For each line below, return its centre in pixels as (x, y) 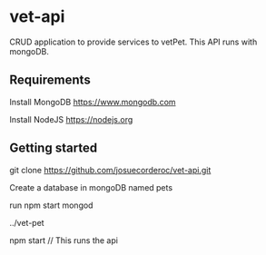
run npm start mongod (51, 205)
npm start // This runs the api (64, 240)
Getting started (54, 148)
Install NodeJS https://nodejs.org (71, 119)
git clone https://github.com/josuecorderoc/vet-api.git (110, 170)
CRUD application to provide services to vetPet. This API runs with (133, 42)
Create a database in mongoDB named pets (91, 187)
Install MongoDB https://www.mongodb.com (93, 102)
